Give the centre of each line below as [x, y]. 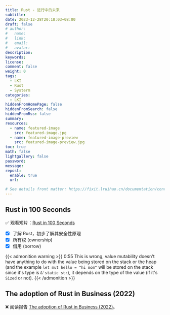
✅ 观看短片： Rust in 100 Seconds [40, 223]
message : [14, 166]
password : [16, 161]
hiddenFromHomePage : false [34, 105]
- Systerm [20, 90]
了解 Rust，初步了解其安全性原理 [47, 233]
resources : [17, 123]
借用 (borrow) [27, 246]
